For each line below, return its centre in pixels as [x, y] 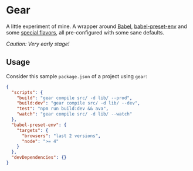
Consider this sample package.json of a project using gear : [77, 76]
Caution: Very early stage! [38, 44]
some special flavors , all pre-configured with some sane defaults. [85, 32]
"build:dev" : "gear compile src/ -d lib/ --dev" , [79, 103]
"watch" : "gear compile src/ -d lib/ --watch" [75, 114]
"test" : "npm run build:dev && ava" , [63, 109]
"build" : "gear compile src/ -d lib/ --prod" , [75, 98]
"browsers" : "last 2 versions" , [61, 136]
